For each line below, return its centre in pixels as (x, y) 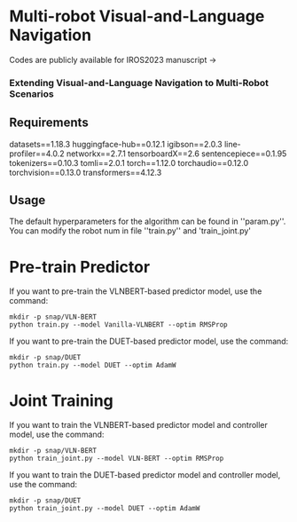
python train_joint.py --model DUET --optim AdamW (105, 509)
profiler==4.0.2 (37, 154)
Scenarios (32, 93)
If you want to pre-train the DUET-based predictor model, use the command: (149, 341)
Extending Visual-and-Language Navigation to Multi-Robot (139, 83)
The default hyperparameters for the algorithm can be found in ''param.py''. (148, 221)
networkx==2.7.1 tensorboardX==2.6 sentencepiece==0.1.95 (176, 154)
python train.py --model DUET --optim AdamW (93, 366)
